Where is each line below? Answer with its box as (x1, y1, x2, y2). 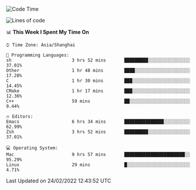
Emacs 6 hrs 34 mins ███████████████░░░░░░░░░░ (6, 119, 191, 125)
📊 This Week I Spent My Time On (6, 29, 89, 35)
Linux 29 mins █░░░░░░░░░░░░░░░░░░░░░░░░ (6, 162, 191, 168)
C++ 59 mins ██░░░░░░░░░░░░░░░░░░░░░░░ (6, 98, 191, 104)
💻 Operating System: (6, 145, 59, 151)
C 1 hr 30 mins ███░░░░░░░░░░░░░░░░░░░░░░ (6, 78, 191, 84)
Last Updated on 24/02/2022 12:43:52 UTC (6, 177, 111, 184)
